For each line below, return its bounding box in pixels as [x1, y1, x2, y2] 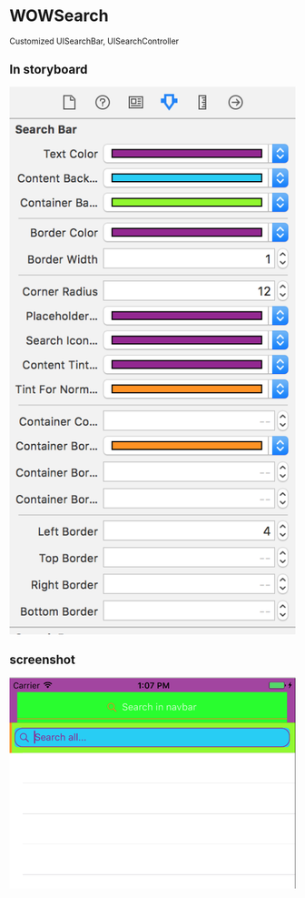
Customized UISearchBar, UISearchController [9, 35, 180, 46]
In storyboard [9, 62, 88, 77]
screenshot [9, 652, 75, 668]
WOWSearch [9, 5, 109, 26]
